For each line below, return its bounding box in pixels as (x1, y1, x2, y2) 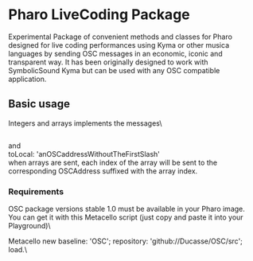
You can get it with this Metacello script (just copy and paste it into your (8, 212, 244, 222)
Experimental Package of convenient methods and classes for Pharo (8, 32, 233, 41)
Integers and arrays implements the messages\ (8, 118, 162, 128)
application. (8, 74, 47, 84)
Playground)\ (8, 221, 51, 231)
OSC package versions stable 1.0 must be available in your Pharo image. (8, 205, 245, 214)
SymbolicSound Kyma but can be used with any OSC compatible (8, 65, 220, 75)
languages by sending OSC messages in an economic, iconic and (8, 49, 223, 58)
